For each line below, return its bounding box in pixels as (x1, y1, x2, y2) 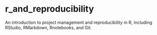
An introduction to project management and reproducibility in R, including (5, 19, 153, 25)
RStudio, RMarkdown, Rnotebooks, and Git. (5, 24, 92, 30)
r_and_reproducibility (5, 3, 94, 15)
